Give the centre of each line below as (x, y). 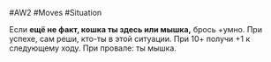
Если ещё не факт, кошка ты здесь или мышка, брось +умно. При (136, 29)
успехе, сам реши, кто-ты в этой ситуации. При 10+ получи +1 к (130, 39)
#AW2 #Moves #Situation (56, 13)
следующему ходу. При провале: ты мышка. (93, 48)
